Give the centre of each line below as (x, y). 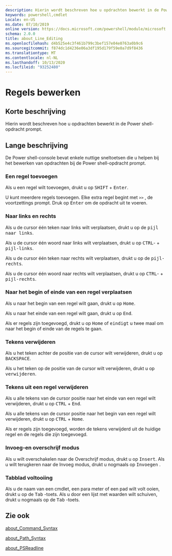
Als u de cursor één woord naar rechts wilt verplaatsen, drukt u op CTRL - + (84, 273)
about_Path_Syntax (26, 538)
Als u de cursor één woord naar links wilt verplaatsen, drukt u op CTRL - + (83, 243)
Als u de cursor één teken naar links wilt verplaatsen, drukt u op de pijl (82, 227)
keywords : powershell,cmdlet (36, 15)
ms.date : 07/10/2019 (27, 24)
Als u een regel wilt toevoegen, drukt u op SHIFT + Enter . (67, 188)
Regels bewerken (43, 92)
